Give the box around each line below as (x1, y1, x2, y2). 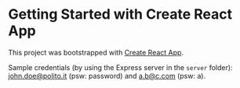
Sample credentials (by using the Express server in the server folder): (8, 62, 233, 72)
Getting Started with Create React (8, 5, 233, 23)
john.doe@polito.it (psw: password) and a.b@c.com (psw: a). (8, 71, 206, 80)
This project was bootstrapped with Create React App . (8, 48, 184, 57)
